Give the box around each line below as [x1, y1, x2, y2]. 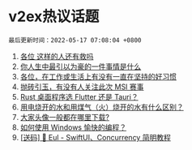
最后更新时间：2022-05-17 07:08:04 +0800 [8, 36, 142, 45]
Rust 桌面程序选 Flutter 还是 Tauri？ [19, 92, 139, 101]
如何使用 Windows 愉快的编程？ [19, 122, 127, 132]
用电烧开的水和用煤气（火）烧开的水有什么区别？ [19, 102, 184, 112]
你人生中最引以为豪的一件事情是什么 [19, 62, 142, 71]
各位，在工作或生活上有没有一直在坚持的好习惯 [19, 71, 177, 81]
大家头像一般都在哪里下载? [19, 112, 109, 122]
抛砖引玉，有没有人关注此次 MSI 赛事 [19, 82, 144, 92]
